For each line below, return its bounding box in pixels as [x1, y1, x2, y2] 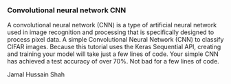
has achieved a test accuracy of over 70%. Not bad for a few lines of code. [7, 57, 220, 66]
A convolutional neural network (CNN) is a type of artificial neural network [7, 21, 217, 29]
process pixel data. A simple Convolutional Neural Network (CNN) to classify [7, 36, 224, 44]
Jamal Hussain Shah [7, 70, 65, 79]
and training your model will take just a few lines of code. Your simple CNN [7, 50, 219, 58]
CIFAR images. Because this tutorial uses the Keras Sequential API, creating [7, 43, 221, 51]
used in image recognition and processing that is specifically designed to [7, 28, 214, 36]
